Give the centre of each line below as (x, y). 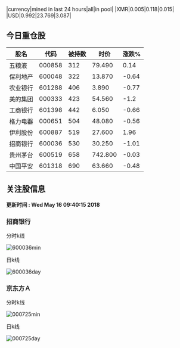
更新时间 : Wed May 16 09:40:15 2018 (53, 204)
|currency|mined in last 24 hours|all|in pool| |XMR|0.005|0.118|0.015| (90, 9)
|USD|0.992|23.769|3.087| (39, 15)
